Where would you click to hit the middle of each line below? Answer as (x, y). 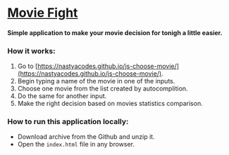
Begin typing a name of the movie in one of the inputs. (96, 81)
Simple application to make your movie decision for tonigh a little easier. (115, 32)
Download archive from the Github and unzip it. (86, 137)
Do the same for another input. (62, 96)
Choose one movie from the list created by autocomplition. (103, 88)
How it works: (31, 50)
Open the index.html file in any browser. (76, 144)
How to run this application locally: (68, 122)
